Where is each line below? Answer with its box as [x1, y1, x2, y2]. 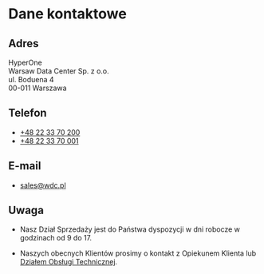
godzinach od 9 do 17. [19, 233, 93, 243]
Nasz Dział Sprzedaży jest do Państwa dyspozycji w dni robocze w [19, 224, 241, 234]
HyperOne [8, 58, 42, 67]
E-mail [8, 159, 41, 173]
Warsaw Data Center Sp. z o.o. [8, 66, 109, 76]
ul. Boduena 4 [8, 75, 54, 84]
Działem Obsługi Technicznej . [19, 257, 118, 267]
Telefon [8, 106, 47, 120]
